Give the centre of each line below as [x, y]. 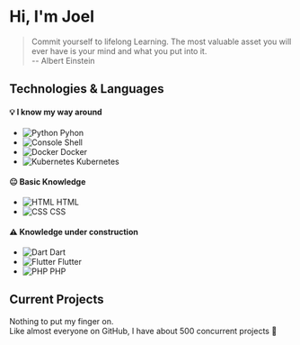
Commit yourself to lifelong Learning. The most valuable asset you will [161, 41]
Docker [74, 151]
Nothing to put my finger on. [62, 321]
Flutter [70, 261]
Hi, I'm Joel [52, 17]
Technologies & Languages [87, 89]
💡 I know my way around [56, 112]
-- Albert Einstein [63, 60]
